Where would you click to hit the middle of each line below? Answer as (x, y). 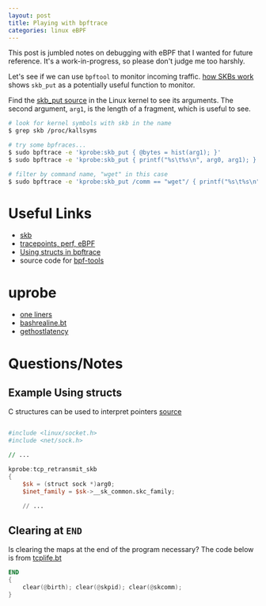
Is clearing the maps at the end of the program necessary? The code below (131, 550)
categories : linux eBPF (47, 30)
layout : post (30, 15)
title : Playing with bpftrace (58, 23)
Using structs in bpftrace (60, 252)
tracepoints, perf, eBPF (57, 244)
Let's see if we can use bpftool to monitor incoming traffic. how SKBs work (131, 77)
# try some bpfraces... (47, 145)
